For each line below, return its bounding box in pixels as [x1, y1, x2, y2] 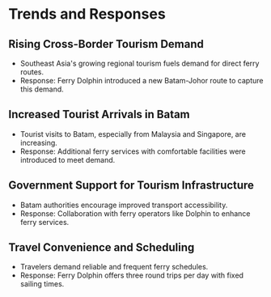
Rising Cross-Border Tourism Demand [8, 37, 205, 51]
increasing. [19, 138, 58, 147]
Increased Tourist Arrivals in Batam [8, 108, 190, 121]
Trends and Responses [8, 5, 166, 23]
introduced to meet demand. [19, 155, 116, 164]
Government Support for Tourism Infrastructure [8, 179, 255, 193]
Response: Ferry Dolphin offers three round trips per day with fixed [19, 270, 244, 280]
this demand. [19, 84, 65, 94]
